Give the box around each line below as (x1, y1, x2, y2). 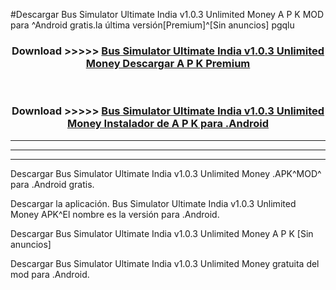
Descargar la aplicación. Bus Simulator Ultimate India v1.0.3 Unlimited (10, 197, 297, 209)
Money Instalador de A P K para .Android (66, 117, 270, 131)
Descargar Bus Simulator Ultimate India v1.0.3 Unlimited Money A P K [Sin (10, 227, 314, 239)
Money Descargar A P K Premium (85, 56, 251, 70)
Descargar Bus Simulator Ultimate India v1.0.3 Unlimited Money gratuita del (10, 257, 320, 269)
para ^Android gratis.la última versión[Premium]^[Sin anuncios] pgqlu (10, 19, 295, 31)
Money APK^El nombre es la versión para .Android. (10, 208, 220, 220)
